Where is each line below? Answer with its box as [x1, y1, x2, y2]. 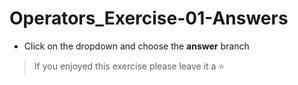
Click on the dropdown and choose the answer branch [23, 40, 250, 52]
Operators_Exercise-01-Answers [9, 7, 289, 30]
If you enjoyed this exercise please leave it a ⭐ [33, 60, 226, 72]
